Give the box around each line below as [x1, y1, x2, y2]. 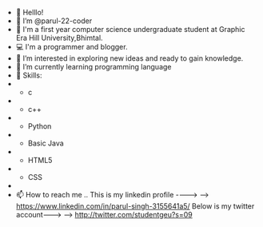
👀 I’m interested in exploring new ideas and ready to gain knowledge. [15, 54, 244, 63]
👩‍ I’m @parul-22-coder [15, 16, 93, 26]
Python [27, 121, 52, 131]
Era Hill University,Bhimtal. [15, 33, 103, 42]
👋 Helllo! [15, 8, 44, 17]
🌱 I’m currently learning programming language [15, 62, 172, 71]
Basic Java [27, 138, 64, 148]
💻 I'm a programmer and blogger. [15, 42, 128, 51]
